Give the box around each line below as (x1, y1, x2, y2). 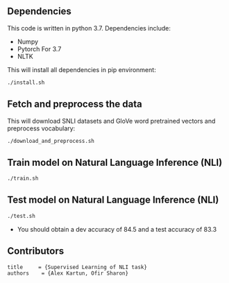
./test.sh (7, 212, 36, 219)
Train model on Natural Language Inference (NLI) (7, 156, 223, 169)
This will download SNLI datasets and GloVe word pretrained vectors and (7, 117, 216, 125)
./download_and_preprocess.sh (7, 137, 95, 144)
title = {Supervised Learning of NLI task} (7, 264, 148, 271)
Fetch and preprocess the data (7, 98, 142, 110)
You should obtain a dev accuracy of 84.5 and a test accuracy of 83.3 (17, 225, 217, 233)
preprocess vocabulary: (7, 124, 76, 132)
